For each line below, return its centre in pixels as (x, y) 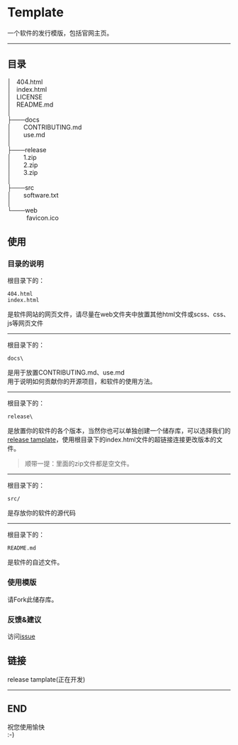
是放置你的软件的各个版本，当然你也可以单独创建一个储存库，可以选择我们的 (119, 431)
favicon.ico (42, 218)
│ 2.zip (23, 165)
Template (35, 12)
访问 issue (21, 636)
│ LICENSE (25, 97)
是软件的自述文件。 (35, 562)
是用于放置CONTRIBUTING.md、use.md (66, 372)
